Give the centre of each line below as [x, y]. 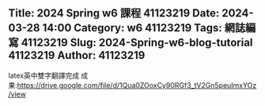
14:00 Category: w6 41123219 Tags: [132, 28]
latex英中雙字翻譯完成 [44, 75]
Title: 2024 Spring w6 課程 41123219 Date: [114, 13]
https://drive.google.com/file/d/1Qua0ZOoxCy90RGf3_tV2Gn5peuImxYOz [137, 85]
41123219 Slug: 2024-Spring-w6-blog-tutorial [137, 43]
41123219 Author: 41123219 [77, 55]
